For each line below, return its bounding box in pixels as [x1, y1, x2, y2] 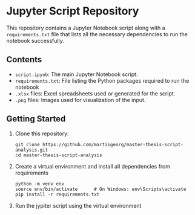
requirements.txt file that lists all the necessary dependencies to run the [6, 30, 188, 37]
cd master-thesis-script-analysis [15, 152, 102, 158]
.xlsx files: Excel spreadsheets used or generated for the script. [15, 89, 176, 97]
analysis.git [15, 147, 48, 153]
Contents [6, 54, 42, 65]
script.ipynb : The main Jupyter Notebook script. [15, 71, 138, 78]
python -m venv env [15, 181, 65, 187]
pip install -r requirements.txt [15, 191, 100, 197]
